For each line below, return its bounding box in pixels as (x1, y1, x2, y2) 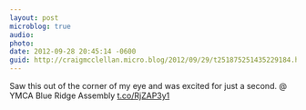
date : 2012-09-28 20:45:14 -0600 (9, 47, 137, 56)
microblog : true (9, 22, 71, 31)
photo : (9, 38, 35, 48)
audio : (9, 30, 35, 39)
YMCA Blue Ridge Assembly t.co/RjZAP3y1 (9, 90, 170, 101)
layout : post (9, 13, 59, 23)
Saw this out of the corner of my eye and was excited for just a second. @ (9, 81, 287, 91)
